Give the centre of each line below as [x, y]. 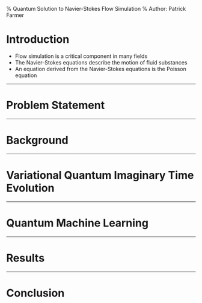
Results [26, 258]
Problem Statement [56, 105]
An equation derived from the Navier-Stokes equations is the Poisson [100, 69]
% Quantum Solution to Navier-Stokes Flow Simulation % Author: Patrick [96, 9]
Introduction [38, 39]
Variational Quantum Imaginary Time [100, 175]
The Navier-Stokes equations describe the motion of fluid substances [101, 62]
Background [37, 140]
